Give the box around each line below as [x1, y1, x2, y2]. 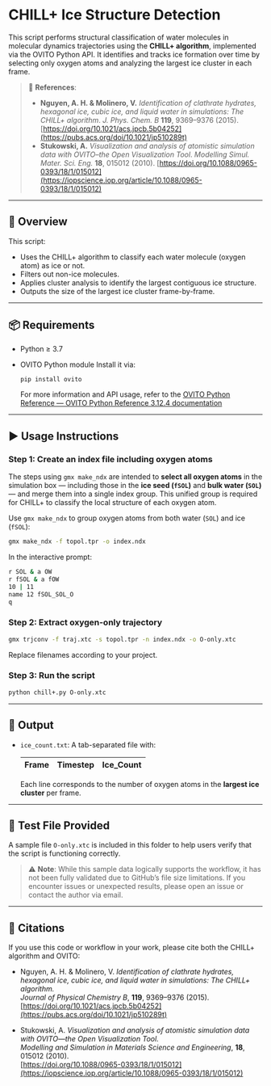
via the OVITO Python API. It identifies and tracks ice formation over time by [8, 49, 261, 59]
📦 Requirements [8, 318, 95, 332]
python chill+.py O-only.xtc [8, 688, 106, 697]
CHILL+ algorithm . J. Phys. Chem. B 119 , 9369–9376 [40, 115, 214, 124]
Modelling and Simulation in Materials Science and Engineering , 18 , [19, 1042, 245, 1052]
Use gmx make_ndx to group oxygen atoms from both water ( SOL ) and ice [8, 513, 246, 523]
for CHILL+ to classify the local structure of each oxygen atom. [8, 498, 217, 507]
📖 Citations [8, 921, 65, 935]
